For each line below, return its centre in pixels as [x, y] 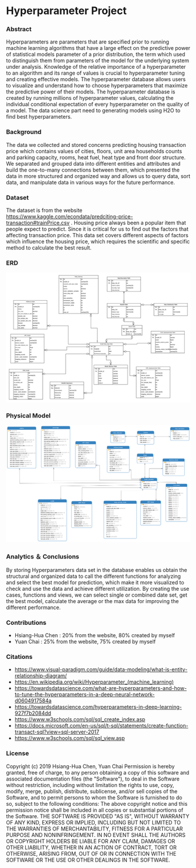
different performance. [33, 607]
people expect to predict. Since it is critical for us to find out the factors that [97, 229]
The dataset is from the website [44, 210]
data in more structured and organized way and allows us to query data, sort [98, 176]
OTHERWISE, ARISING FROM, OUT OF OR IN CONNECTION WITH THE [91, 853]
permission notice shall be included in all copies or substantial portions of [95, 810]
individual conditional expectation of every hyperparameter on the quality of [98, 105]
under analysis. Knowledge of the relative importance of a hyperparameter [96, 67]
